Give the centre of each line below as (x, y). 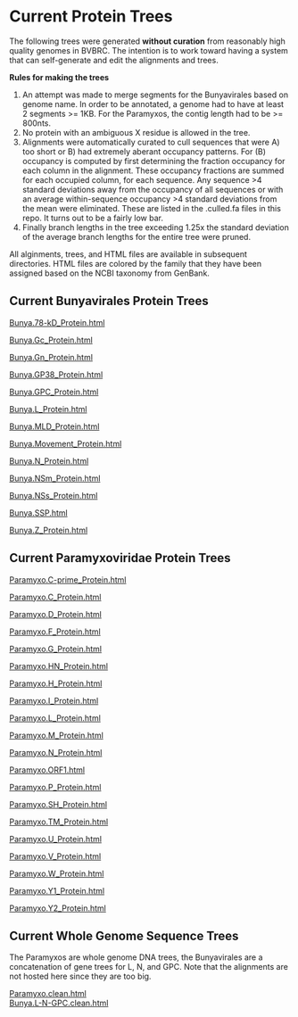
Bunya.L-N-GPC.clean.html (59, 1003)
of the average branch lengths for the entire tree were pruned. (137, 236)
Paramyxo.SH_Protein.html (58, 804)
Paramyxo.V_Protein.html (55, 856)
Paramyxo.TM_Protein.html (59, 822)
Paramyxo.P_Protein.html (55, 787)
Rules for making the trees (59, 77)
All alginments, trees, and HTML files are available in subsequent (128, 254)
